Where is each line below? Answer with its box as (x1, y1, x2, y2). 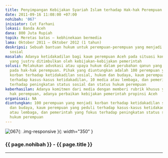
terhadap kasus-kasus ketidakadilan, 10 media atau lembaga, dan (9, 77, 149, 82)
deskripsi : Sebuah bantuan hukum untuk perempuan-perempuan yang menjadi (5, 45, 162, 50)
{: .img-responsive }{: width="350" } (18, 128, 93, 134)
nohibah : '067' (5, 17, 37, 22)
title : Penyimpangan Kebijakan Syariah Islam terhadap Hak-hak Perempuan (5, 7, 162, 13)
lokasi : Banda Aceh (5, 26, 46, 31)
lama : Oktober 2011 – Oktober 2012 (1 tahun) (5, 40, 101, 45)
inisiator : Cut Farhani (5, 21, 55, 27)
